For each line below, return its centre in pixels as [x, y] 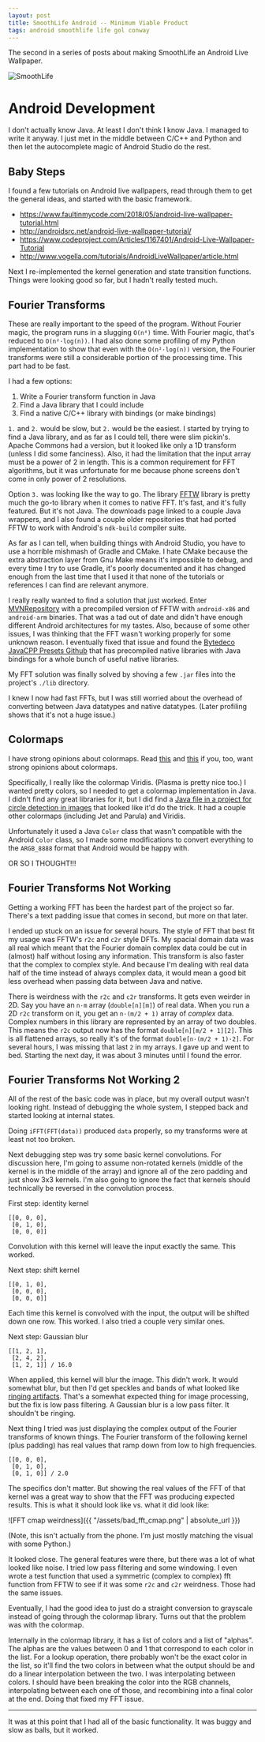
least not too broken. [42, 1139]
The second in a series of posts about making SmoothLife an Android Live [128, 53]
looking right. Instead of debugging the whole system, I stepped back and [128, 1107]
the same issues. [35, 1593]
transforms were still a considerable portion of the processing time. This [125, 357]
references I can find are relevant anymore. [78, 584]
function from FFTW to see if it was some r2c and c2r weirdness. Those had [132, 1585]
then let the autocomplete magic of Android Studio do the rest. [110, 147]
